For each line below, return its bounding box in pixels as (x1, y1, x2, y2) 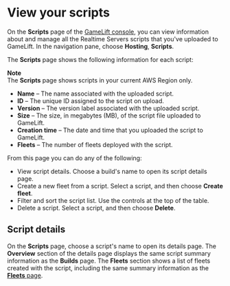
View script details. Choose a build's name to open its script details (16, 167, 207, 175)
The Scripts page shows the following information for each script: (7, 55, 194, 63)
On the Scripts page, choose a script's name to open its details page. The (7, 242, 216, 250)
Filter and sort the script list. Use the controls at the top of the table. (16, 196, 209, 204)
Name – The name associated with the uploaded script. (16, 89, 174, 98)
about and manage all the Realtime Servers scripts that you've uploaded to (7, 34, 218, 43)
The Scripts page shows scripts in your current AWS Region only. (7, 76, 193, 84)
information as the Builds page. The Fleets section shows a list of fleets (7, 256, 211, 265)
